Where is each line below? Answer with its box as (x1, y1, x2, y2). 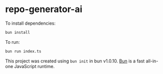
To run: (5, 39, 20, 45)
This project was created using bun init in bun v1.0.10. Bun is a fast (5, 58, 145, 64)
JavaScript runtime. (14, 63, 55, 69)
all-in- (145, 58, 158, 64)
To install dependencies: (5, 20, 56, 26)
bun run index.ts (5, 49, 42, 54)
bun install (5, 30, 30, 35)
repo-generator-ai (5, 4, 83, 15)
